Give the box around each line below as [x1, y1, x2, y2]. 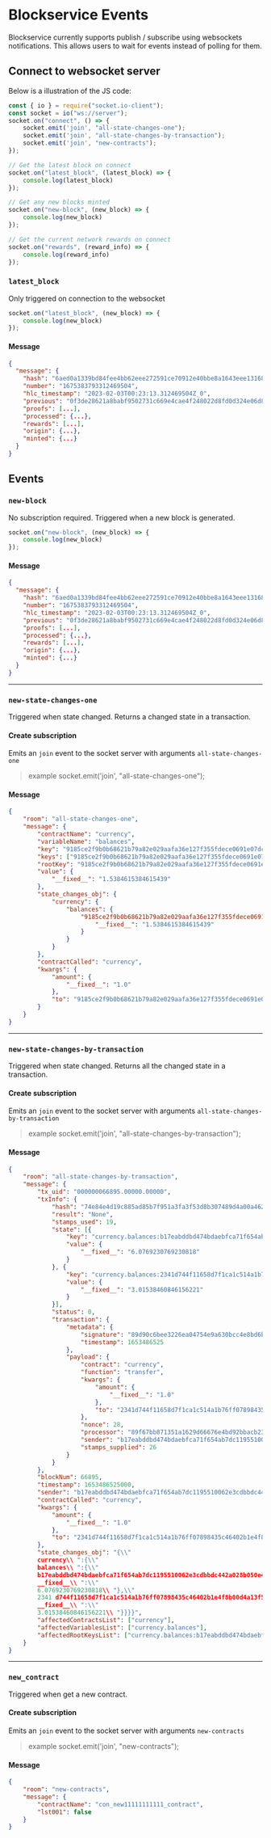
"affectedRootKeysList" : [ [37, 1631, 128, 1639]
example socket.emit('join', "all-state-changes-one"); [27, 771, 206, 781]
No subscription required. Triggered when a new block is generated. [8, 512, 236, 522]
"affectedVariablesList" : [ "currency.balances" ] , [37, 1623, 207, 1632]
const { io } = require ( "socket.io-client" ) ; [8, 101, 164, 110]
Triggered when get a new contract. [8, 1689, 127, 1699]
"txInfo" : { [37, 1195, 78, 1204]
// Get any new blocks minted [8, 198, 110, 207]
